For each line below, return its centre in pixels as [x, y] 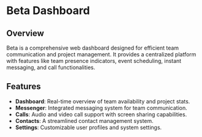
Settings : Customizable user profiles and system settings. [88, 127]
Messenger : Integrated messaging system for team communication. [101, 108]
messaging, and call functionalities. [51, 67]
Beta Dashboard [48, 11]
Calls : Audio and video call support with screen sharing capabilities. [101, 114]
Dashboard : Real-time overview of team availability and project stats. [103, 101]
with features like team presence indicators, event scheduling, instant [94, 61]
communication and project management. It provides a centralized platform [101, 54]
